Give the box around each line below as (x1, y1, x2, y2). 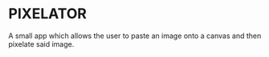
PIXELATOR (8, 5, 87, 23)
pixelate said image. (8, 39, 75, 48)
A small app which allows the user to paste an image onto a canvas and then (8, 31, 262, 40)
